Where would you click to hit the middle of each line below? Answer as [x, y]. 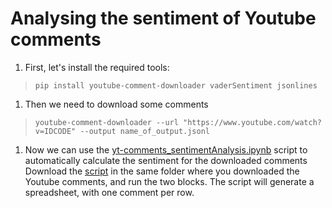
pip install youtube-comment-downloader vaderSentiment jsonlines [176, 85]
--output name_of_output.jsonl [144, 131]
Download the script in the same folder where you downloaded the [162, 171]
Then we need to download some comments [116, 104]
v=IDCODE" [55, 131]
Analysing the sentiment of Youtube [163, 18]
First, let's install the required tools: [97, 67]
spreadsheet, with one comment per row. [109, 192]
